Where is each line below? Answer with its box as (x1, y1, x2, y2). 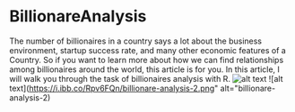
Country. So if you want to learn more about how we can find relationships (9, 54, 284, 65)
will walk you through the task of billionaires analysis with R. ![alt (9, 73, 283, 84)
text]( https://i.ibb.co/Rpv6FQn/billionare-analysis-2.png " (9, 83, 219, 93)
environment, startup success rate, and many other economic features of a (9, 44, 287, 55)
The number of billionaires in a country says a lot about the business (9, 36, 263, 46)
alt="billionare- (220, 83, 276, 93)
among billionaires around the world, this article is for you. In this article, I (9, 64, 281, 75)
